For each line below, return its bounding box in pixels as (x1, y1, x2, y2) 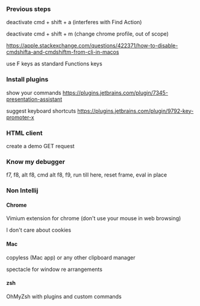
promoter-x (6, 114, 34, 121)
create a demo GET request (6, 142, 75, 149)
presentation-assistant (6, 96, 62, 103)
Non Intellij (6, 186, 39, 195)
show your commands (6, 89, 61, 96)
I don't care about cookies (6, 226, 71, 234)
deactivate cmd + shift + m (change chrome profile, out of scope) (6, 30, 169, 37)
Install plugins (6, 75, 49, 83)
